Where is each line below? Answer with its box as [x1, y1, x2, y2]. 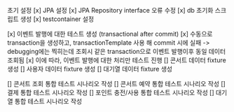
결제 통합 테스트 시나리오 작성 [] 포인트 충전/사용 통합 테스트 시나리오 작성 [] [7, 88, 214, 97]
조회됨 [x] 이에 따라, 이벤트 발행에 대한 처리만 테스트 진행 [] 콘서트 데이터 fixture [7, 56, 226, 64]
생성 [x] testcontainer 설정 [20, 15, 95, 23]
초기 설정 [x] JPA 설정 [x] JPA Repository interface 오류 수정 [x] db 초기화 [7, 6, 214, 14]
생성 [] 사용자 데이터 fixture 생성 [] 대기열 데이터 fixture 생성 [7, 65, 173, 73]
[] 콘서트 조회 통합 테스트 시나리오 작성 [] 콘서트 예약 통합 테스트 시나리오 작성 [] [7, 80, 226, 87]
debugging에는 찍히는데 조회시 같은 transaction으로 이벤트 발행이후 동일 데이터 [7, 48, 226, 55]
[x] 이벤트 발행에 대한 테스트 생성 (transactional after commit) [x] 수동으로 [7, 30, 213, 38]
